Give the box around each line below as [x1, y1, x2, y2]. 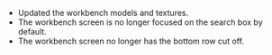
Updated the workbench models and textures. [17, 8, 189, 18]
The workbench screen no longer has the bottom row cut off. [17, 35, 245, 46]
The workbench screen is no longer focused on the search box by [17, 17, 263, 27]
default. [17, 27, 47, 36]
